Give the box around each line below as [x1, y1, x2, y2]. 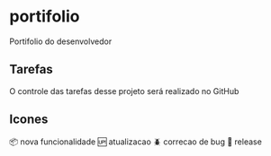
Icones [9, 112, 49, 127]
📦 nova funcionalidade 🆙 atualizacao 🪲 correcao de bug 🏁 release [9, 136, 263, 147]
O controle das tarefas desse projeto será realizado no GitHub [9, 85, 239, 96]
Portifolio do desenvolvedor [9, 36, 113, 47]
